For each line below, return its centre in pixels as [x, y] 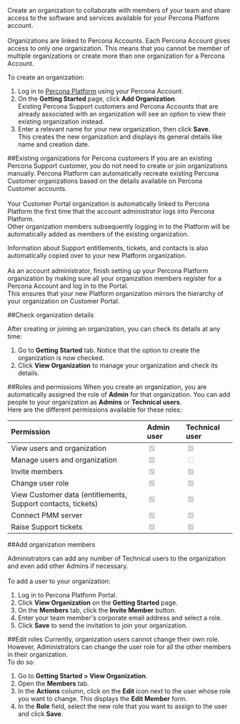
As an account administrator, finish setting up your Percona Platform [108, 271]
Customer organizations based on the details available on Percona [105, 181]
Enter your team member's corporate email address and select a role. [120, 618]
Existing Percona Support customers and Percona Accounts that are [118, 106]
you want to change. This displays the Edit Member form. [102, 699]
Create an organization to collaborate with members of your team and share [119, 10]
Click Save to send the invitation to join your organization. [102, 625]
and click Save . [40, 714]
